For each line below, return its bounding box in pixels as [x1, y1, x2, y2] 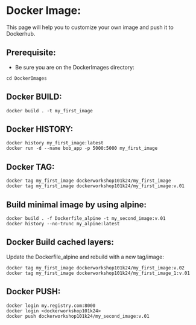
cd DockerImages [6, 75, 47, 82]
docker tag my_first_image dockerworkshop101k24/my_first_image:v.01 [6, 183, 185, 189]
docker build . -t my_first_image [6, 108, 93, 114]
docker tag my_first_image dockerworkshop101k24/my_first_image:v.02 [6, 265, 185, 271]
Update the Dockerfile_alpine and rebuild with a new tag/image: [6, 253, 164, 260]
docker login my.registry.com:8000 [6, 303, 96, 309]
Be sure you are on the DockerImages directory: [14, 63, 134, 71]
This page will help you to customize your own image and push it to [6, 24, 174, 31]
